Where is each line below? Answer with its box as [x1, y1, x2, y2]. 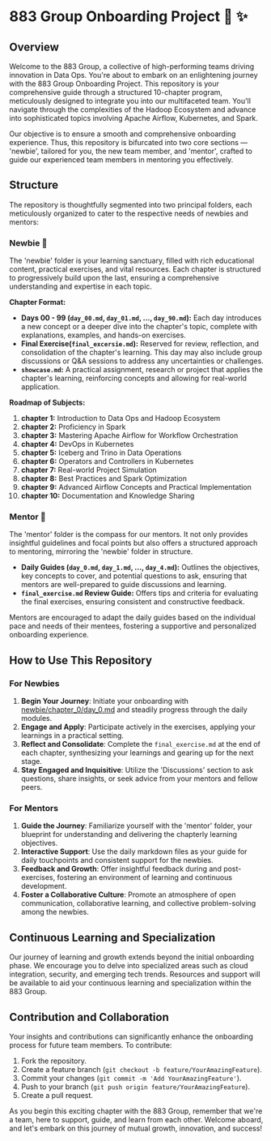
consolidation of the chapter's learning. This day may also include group [20, 348, 262, 358]
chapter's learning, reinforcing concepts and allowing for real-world [20, 373, 248, 384]
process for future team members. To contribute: [9, 1040, 172, 1050]
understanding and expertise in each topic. [9, 281, 153, 291]
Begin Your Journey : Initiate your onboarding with [20, 697, 189, 706]
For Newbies [9, 677, 60, 688]
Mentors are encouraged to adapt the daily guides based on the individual [9, 612, 256, 623]
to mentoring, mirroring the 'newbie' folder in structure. [9, 547, 193, 556]
